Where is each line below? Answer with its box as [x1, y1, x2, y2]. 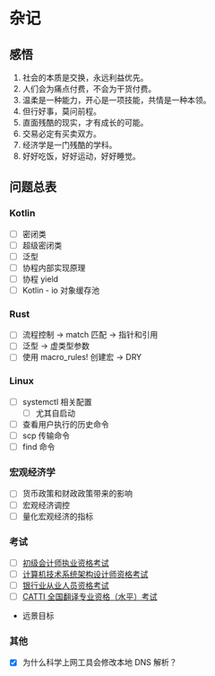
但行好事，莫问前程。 [21, 106, 101, 117]
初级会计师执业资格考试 [21, 557, 109, 568]
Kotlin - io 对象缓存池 [21, 285, 100, 295]
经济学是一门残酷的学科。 [21, 140, 117, 150]
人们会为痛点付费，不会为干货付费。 [21, 83, 157, 94]
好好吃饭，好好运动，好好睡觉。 [21, 151, 141, 162]
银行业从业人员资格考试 [21, 580, 109, 591]
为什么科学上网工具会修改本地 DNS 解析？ [21, 657, 177, 668]
